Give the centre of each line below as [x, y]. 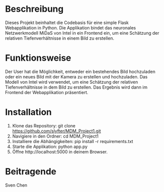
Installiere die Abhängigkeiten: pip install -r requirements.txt [73, 141]
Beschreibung [34, 9]
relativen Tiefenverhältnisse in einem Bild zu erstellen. [60, 38]
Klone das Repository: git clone [44, 125]
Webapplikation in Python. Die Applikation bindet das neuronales [70, 27]
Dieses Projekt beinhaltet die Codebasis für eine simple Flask [67, 23]
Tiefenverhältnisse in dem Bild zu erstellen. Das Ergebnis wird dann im [76, 87]
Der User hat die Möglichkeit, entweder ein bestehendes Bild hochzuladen [80, 72]
